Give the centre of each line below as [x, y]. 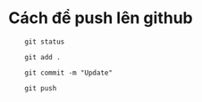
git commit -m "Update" [69, 73]
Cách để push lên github [101, 18]
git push [41, 88]
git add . [43, 57]
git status [45, 42]
